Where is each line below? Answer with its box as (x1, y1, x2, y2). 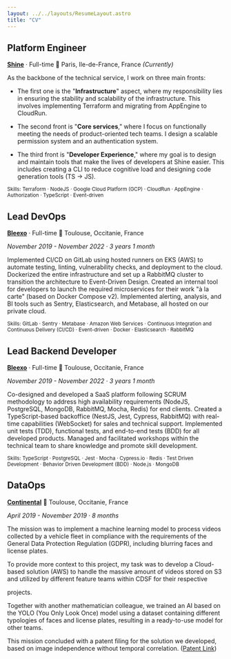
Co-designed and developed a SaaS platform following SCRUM (7, 390, 187, 398)
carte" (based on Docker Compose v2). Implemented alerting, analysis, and (7, 293, 222, 301)
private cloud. (7, 307, 47, 315)
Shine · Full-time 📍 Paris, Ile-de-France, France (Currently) (7, 60, 174, 69)
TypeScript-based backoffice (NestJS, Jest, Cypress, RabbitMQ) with (7, 412, 205, 420)
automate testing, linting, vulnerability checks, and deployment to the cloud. (7, 263, 223, 271)
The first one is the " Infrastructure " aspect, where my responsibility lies (17, 87, 223, 95)
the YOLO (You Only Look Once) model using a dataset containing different (7, 609, 221, 617)
